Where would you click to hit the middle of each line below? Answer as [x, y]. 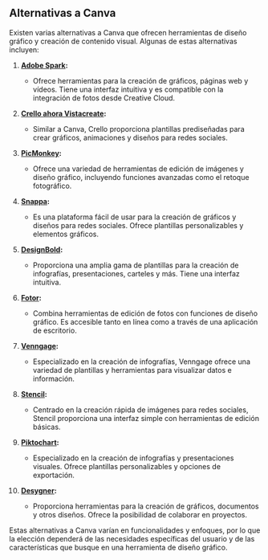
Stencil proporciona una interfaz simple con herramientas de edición [146, 418]
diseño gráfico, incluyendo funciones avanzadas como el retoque [141, 177]
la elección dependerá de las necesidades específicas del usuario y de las [132, 538]
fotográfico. [52, 186]
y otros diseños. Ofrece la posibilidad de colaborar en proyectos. [140, 514]
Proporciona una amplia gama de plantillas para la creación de [136, 265]
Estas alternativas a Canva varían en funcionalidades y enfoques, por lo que [135, 530]
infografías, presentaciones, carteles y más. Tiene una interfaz [136, 273]
